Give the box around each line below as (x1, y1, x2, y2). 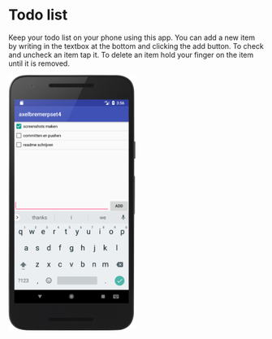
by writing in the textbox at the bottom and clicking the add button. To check (8, 41, 264, 50)
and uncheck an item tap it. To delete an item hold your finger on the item (8, 50, 254, 59)
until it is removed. (8, 59, 71, 68)
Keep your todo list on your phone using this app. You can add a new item (8, 33, 256, 42)
